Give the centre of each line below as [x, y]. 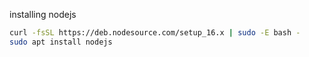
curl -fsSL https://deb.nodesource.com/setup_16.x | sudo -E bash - [155, 33]
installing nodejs [43, 14]
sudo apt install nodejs [61, 42]
